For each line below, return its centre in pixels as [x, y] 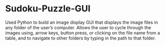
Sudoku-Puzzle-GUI [48, 9]
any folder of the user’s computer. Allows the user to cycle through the [78, 27]
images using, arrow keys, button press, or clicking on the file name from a [82, 33]
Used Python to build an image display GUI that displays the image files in [82, 22]
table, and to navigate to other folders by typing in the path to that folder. [80, 38]
